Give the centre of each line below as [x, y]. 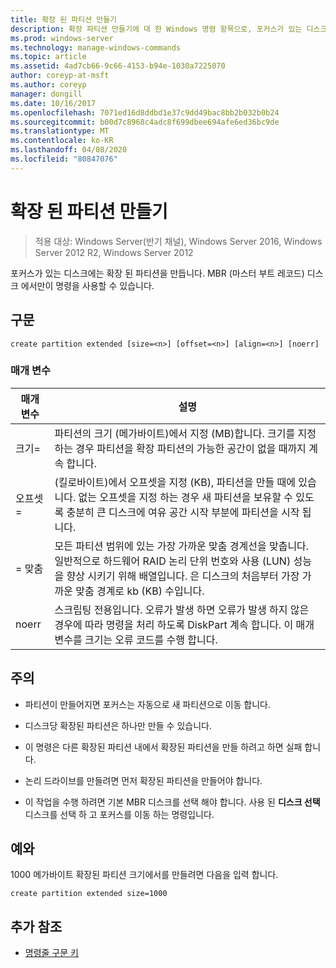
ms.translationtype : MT [60, 131]
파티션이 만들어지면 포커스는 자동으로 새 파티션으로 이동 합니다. [148, 704]
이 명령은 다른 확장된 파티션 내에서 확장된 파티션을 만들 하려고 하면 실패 [163, 747]
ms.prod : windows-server [62, 38]
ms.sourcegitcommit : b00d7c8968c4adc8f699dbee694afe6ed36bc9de [145, 122]
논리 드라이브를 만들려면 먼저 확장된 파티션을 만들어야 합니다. [143, 780]
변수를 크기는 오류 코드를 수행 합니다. [136, 639]
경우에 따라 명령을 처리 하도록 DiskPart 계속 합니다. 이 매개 [184, 624]
